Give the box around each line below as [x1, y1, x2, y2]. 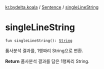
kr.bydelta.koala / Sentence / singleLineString [5, 4, 99, 10]
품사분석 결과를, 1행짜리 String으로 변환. [5, 47, 83, 53]
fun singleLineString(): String [5, 38, 72, 43]
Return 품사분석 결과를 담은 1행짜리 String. [5, 58, 89, 64]
